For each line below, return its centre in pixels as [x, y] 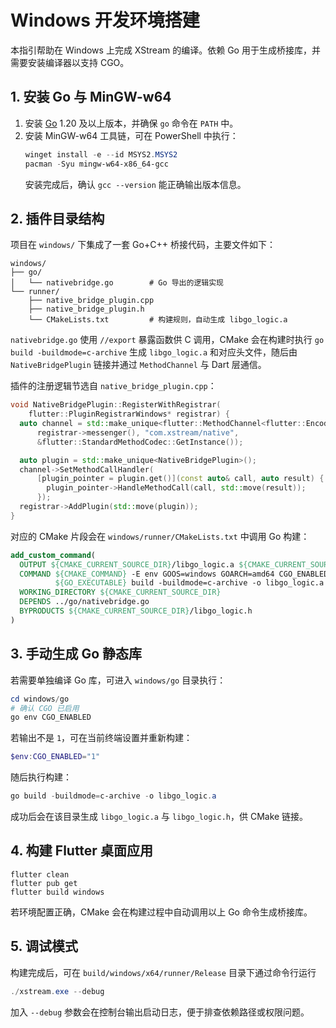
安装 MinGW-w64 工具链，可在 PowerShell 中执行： [131, 135]
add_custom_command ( [53, 555]
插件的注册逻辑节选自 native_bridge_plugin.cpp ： [113, 386]
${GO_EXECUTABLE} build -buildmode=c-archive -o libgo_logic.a [189, 583]
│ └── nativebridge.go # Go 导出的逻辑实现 [117, 283]
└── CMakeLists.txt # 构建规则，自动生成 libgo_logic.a [158, 320]
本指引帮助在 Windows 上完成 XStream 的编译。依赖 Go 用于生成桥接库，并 [165, 50]
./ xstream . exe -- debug [57, 991]
